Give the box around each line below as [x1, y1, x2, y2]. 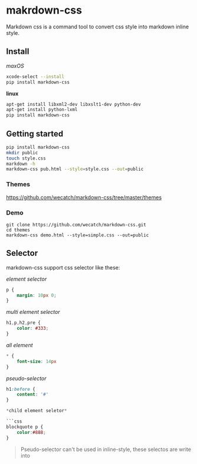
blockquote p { [6, 424, 44, 430]
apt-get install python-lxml [6, 107, 78, 113]
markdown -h [6, 161, 35, 167]
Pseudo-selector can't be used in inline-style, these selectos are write [20, 446, 192, 453]
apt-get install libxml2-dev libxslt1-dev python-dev [6, 101, 142, 107]
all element [6, 341, 34, 349]
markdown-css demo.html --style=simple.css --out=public [6, 232, 149, 238]
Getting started [6, 128, 64, 139]
